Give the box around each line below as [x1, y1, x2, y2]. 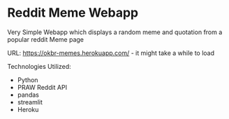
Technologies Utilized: [7, 62, 71, 70]
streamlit [17, 97, 43, 106]
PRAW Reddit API [17, 83, 68, 91]
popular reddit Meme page [7, 35, 84, 43]
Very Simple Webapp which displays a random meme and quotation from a [7, 28, 223, 36]
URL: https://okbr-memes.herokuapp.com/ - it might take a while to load [7, 49, 215, 57]
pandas [17, 90, 40, 99]
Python [17, 75, 38, 84]
